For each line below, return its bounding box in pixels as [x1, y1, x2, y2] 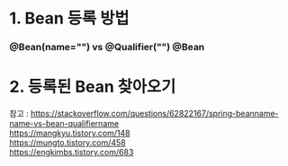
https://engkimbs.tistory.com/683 [9, 147, 134, 158]
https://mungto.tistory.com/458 [9, 137, 126, 148]
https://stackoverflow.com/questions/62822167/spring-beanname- [30, 109, 279, 119]
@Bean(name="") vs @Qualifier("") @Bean [9, 41, 205, 54]
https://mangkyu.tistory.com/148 [9, 127, 130, 139]
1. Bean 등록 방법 [9, 8, 130, 29]
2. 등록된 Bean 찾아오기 [9, 77, 176, 97]
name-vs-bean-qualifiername [9, 118, 120, 129]
